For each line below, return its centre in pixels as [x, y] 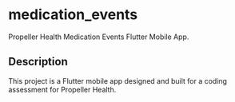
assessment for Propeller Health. [62, 89]
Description [38, 62]
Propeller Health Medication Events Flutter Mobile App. [99, 37]
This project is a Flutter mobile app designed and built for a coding [118, 80]
